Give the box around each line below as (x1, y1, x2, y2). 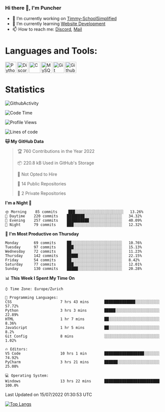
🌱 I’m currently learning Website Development (12, 21, 106, 27)
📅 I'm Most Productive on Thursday (5, 231, 79, 237)
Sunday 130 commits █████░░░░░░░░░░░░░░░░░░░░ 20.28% (5, 266, 142, 271)
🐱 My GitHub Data (5, 139, 44, 145)
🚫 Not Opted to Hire (17, 172, 58, 177)
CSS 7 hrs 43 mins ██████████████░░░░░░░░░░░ (5, 299, 160, 304)
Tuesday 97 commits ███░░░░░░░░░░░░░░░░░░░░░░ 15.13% (5, 245, 142, 250)
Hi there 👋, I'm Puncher (5, 4, 62, 11)
